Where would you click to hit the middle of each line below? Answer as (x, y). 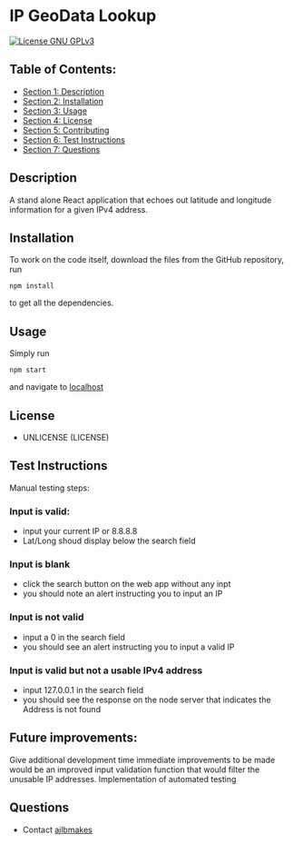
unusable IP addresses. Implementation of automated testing (123, 779)
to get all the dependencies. (62, 303)
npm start (28, 370)
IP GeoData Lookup (83, 16)
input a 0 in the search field (73, 637)
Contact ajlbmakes (57, 829)
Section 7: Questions (61, 149)
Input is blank (40, 564)
